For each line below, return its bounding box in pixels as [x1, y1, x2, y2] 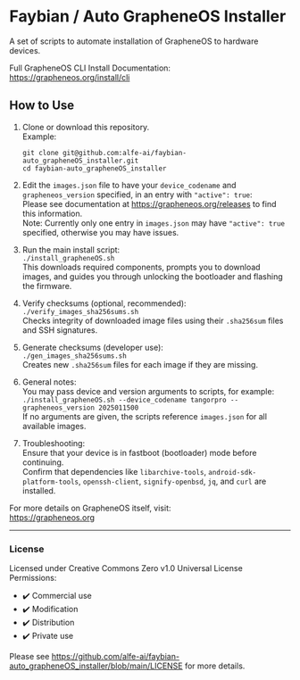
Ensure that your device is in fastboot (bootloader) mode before [21, 447, 257, 458]
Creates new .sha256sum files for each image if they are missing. [21, 359, 259, 369]
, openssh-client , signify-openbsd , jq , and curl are [79, 476, 267, 486]
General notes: [21, 377, 77, 387]
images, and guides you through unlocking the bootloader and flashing [21, 270, 283, 282]
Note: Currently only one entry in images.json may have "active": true [21, 217, 286, 228]
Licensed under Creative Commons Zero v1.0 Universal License [9, 563, 243, 574]
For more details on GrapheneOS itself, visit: [9, 502, 171, 513]
